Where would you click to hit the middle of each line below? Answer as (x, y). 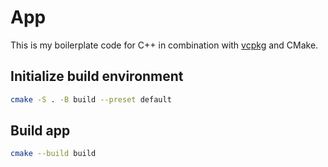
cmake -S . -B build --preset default (91, 99)
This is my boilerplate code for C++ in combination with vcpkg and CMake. (164, 45)
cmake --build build (53, 154)
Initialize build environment (97, 76)
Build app (40, 131)
